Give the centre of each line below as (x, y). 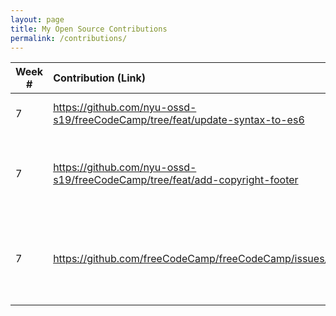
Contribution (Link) (99, 78)
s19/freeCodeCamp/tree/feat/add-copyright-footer (176, 180)
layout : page (37, 19)
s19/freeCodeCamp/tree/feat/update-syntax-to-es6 (179, 120)
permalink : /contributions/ (69, 38)
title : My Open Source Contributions (89, 29)
